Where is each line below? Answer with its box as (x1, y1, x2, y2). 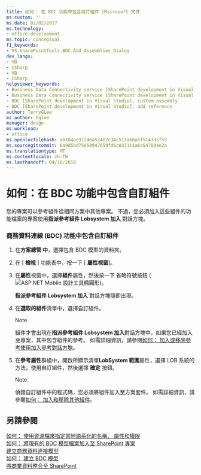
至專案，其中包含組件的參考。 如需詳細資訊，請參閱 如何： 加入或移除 (14, 337, 186, 344)
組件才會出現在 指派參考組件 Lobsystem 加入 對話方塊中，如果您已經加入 (14, 329, 193, 336)
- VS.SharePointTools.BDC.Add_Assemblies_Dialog (6, 48, 130, 54)
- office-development (6, 31, 60, 37)
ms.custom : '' (6, 14, 42, 20)
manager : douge (6, 120, 44, 126)
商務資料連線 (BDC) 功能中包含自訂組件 (6, 232, 119, 240)
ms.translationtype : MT (6, 148, 66, 154)
